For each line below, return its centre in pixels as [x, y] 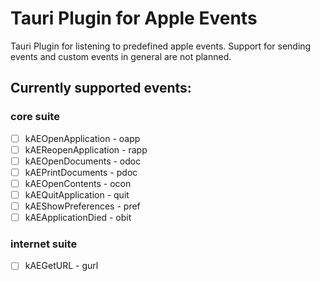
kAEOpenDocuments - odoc [83, 161]
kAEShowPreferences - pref [82, 206]
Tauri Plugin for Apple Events [134, 18]
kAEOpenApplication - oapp [82, 138]
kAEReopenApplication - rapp [86, 149]
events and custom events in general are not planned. [121, 56]
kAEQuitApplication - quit [77, 194]
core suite [35, 117]
